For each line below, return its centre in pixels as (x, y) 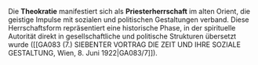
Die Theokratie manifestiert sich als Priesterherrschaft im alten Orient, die (129, 11)
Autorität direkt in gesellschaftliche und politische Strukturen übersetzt (122, 36)
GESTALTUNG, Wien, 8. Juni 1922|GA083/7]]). (83, 53)
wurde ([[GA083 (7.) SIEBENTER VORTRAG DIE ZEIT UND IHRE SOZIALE (125, 45)
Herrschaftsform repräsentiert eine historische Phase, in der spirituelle (122, 28)
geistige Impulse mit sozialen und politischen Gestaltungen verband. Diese (129, 20)
